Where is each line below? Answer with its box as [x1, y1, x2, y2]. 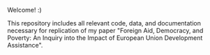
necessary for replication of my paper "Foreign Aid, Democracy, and [7, 27, 204, 34]
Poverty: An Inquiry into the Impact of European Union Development [7, 34, 203, 42]
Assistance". [7, 41, 43, 49]
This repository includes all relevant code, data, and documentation [7, 19, 201, 27]
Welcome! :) [7, 6, 42, 14]
